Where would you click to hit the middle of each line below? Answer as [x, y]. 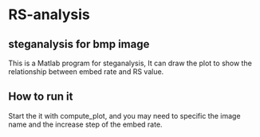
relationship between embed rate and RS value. [86, 72]
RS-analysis [49, 15]
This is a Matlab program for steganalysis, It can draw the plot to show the [130, 63]
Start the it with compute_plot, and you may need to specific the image [124, 115]
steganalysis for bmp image [79, 44]
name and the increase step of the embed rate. [85, 124]
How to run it [41, 97]
